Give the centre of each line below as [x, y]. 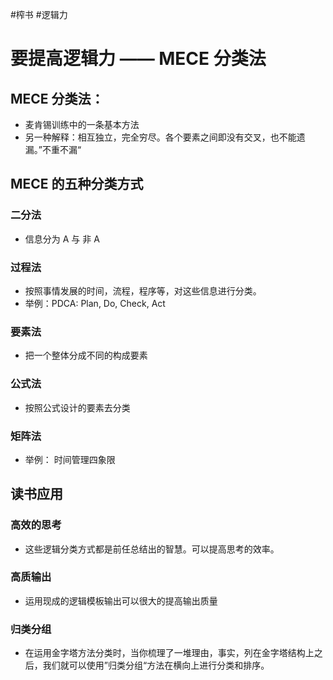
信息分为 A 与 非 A [62, 239]
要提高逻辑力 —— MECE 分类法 [138, 59]
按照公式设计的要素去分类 [77, 407]
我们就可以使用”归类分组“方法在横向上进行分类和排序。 [156, 665]
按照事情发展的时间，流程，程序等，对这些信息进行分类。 [143, 290]
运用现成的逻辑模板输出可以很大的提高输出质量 [121, 600]
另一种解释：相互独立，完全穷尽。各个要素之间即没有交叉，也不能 [160, 137]
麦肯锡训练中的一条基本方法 [82, 124]
